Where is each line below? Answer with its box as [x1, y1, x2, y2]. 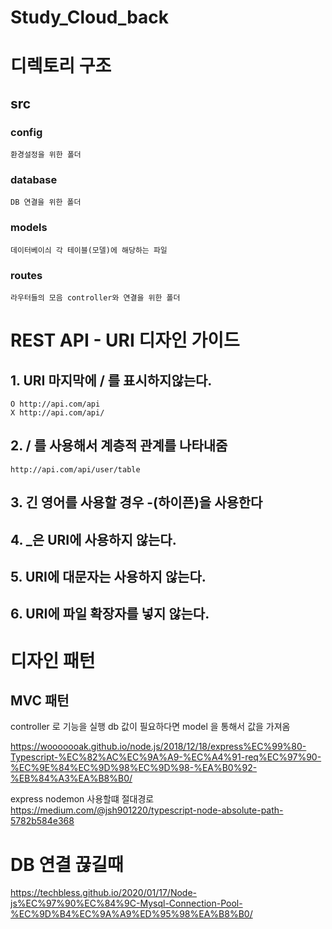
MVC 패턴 [10, 692, 70, 709]
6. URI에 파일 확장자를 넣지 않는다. [10, 606, 210, 623]
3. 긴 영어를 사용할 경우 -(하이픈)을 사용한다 [10, 494, 263, 511]
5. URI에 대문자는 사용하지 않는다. [10, 568, 207, 585]
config [10, 125, 43, 139]
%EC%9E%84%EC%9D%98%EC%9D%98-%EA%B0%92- [10, 762, 258, 774]
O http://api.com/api [10, 399, 101, 409]
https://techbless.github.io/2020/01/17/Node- [10, 887, 198, 899]
